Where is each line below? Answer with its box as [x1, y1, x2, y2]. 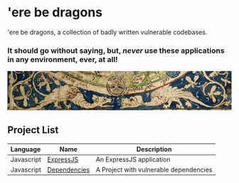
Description [136, 145, 172, 154]
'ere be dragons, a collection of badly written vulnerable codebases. [7, 28, 208, 36]
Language [10, 145, 41, 154]
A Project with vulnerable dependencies [95, 165, 213, 174]
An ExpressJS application [95, 155, 171, 164]
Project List [7, 124, 59, 136]
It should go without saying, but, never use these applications [7, 46, 225, 56]
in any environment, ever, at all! [7, 54, 119, 64]
